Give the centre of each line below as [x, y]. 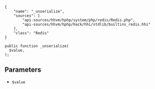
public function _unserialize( [37, 46]
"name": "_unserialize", [39, 11]
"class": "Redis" [31, 33]
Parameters [23, 70]
